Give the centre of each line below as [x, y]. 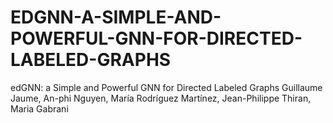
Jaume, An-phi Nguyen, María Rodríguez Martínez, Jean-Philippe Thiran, [161, 98]
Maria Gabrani [39, 108]
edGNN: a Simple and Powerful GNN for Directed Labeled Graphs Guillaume [166, 87]
